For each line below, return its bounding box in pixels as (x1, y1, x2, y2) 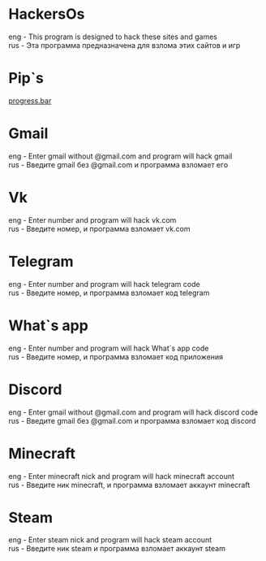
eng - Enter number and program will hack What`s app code (8, 343, 209, 353)
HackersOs (8, 5, 85, 24)
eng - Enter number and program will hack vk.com (8, 215, 177, 224)
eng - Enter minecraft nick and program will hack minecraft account (8, 471, 235, 481)
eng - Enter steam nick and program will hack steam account (8, 535, 212, 545)
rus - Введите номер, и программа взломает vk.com (8, 224, 191, 233)
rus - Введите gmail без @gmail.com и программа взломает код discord (8, 415, 256, 425)
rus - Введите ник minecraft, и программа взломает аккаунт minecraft (8, 480, 251, 489)
